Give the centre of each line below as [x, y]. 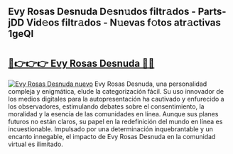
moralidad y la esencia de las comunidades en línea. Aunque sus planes [113, 114]
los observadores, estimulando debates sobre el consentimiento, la [106, 106]
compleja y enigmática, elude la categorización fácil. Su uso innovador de [116, 91]
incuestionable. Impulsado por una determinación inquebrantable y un [111, 129]
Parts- [212, 12]
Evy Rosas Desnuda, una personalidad [151, 84]
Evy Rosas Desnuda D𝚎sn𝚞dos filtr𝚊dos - [102, 12]
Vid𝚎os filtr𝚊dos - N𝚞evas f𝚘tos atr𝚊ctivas [123, 23]
